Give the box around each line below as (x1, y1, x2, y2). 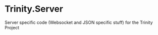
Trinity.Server (4, 3, 63, 15)
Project (4, 24, 19, 30)
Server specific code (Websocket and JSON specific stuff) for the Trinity (4, 19, 153, 25)
